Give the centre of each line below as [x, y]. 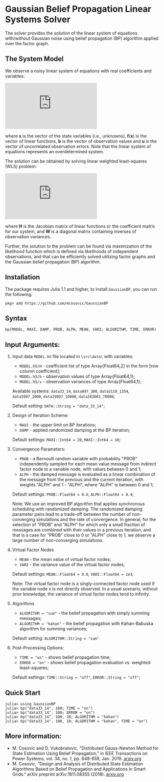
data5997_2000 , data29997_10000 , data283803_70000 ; [64, 396]
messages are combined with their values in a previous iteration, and [82, 530]
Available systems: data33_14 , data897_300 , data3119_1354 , [71, 391]
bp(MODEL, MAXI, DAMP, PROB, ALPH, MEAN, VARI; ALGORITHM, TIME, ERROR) [81, 330]
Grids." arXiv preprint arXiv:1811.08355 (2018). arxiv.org [68, 774]
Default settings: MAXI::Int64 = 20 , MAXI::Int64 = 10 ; [66, 440]
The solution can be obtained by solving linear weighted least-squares [76, 161]
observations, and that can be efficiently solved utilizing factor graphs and [80, 256]
